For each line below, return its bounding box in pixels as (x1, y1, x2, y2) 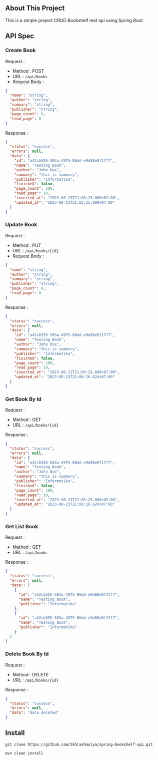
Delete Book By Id (5, 650, 49, 657)
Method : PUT (12, 242, 41, 248)
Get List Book (5, 523, 38, 530)
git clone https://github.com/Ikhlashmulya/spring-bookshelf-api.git (5, 742, 153, 747)
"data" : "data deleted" (9, 710, 59, 715)
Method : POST (12, 68, 44, 74)
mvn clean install (5, 750, 43, 755)
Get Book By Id (5, 396, 41, 403)
